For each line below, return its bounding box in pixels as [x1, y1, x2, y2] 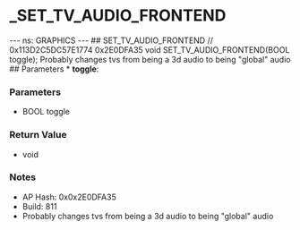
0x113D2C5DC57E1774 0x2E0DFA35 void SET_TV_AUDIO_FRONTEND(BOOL [9, 44, 290, 55]
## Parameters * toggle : [9, 64, 99, 74]
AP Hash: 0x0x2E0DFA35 [21, 192, 116, 202]
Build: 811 [21, 200, 57, 211]
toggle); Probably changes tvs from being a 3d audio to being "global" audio [9, 54, 291, 64]
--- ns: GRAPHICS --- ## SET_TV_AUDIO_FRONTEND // [9, 35, 213, 46]
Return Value [9, 129, 67, 141]
